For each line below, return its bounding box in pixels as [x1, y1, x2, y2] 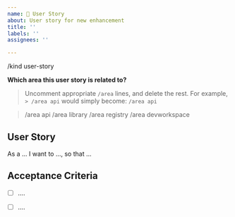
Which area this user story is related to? [7, 75, 127, 85]
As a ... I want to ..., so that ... [7, 149, 92, 158]
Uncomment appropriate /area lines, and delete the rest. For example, [24, 89, 228, 98]
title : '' [7, 23, 37, 30]
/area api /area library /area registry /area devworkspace [24, 111, 191, 119]
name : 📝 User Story [7, 10, 65, 18]
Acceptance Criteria [7, 170, 98, 182]
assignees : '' [7, 37, 49, 44]
